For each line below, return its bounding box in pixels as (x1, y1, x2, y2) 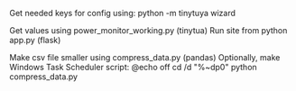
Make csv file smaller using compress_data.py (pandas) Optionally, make (9, 52, 281, 62)
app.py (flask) (9, 35, 61, 45)
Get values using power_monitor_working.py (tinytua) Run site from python (9, 25, 288, 35)
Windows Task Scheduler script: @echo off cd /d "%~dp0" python (9, 62, 257, 72)
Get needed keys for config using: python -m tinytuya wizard (9, 8, 236, 18)
